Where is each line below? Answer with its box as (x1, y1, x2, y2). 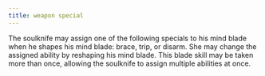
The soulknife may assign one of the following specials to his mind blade (8, 33, 247, 43)
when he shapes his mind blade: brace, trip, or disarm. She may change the (8, 41, 257, 51)
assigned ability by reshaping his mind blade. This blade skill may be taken (8, 50, 254, 59)
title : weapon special (8, 11, 84, 20)
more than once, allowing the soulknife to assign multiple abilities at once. (8, 59, 251, 68)
